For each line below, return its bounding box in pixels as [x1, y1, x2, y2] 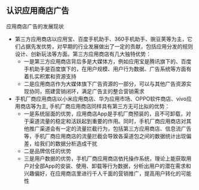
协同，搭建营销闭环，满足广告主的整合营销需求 [29, 87, 145, 94]
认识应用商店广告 [6, 5, 69, 16]
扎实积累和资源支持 [29, 72, 76, 79]
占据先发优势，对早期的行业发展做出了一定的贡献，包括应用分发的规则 [20, 42, 193, 50]
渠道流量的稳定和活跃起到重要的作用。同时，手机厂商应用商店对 [29, 117, 186, 124]
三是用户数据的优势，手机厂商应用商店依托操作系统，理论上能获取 [23, 155, 186, 162]
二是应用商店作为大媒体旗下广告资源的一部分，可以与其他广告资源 [23, 80, 186, 87]
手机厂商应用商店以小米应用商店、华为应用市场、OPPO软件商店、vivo [14, 95, 187, 102]
